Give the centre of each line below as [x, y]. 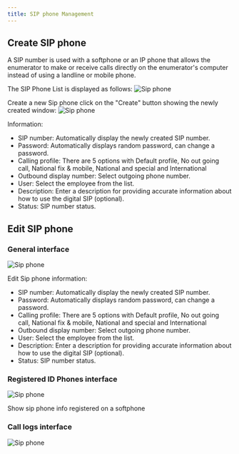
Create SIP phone [47, 43]
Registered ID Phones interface [62, 379]
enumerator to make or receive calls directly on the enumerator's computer [118, 68]
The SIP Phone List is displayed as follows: [70, 89]
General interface [39, 249]
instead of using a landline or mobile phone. [72, 75]
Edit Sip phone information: [47, 278]
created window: [32, 111]
